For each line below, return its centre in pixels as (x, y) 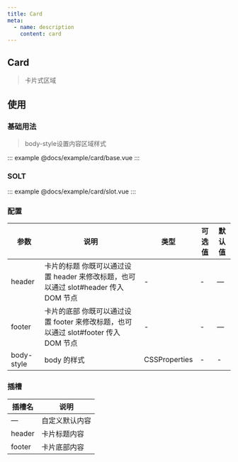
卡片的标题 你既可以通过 (84, 266)
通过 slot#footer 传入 (86, 332)
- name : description (44, 27)
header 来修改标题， (87, 277)
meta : (15, 21)
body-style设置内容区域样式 (65, 143)
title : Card (25, 14)
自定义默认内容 (67, 420)
